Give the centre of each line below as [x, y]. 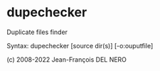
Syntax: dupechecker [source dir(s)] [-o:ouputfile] [80, 45]
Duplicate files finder [37, 32]
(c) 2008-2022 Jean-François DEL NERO [67, 59]
